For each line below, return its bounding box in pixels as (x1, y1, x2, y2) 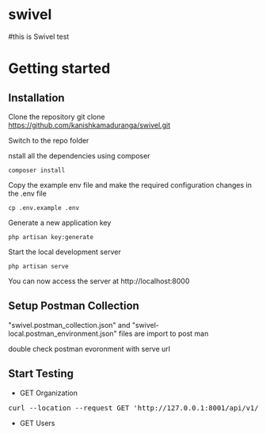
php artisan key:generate (8, 233, 93, 241)
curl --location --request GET (8, 403, 130, 413)
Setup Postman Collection (8, 299, 140, 313)
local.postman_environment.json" (8, 329, 117, 338)
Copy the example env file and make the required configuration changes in (8, 180, 252, 189)
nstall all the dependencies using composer (8, 150, 150, 160)
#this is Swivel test (8, 32, 70, 41)
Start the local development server (8, 247, 121, 257)
